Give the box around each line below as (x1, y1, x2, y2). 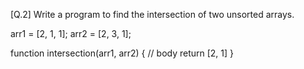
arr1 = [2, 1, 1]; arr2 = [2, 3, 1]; (10, 28, 132, 39)
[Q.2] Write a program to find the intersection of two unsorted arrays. (10, 9, 295, 20)
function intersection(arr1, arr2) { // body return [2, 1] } (10, 47, 235, 59)
